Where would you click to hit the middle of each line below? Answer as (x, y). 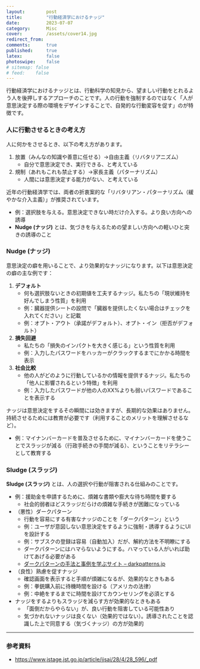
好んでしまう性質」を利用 (55, 300)
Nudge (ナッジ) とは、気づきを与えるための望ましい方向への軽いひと (99, 227)
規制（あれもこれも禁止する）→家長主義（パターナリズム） (88, 171)
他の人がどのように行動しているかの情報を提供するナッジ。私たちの (107, 375)
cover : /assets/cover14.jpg (51, 34)
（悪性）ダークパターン (43, 512)
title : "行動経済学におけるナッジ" (56, 17)
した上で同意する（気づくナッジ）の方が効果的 (86, 624)
